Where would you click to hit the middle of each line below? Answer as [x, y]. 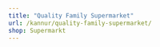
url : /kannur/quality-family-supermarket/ [80, 23]
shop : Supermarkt [37, 30]
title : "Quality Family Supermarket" [71, 16]
